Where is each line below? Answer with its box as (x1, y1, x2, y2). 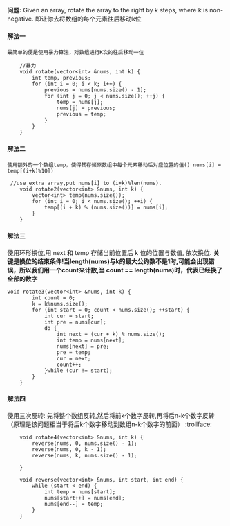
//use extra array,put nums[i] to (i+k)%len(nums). (10, 179, 162, 187)
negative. (7, 15, 34, 23)
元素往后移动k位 (95, 15, 142, 23)
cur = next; (56, 355, 91, 362)
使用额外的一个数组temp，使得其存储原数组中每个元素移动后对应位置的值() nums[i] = (7, 161, 222, 168)
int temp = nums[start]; (44, 488, 116, 496)
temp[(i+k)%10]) (7, 168, 54, 175)
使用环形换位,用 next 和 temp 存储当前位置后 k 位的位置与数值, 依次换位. (7, 248, 212, 256)
